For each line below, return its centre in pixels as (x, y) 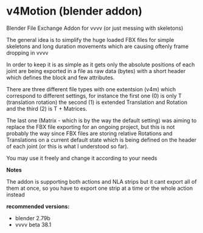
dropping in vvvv (27, 52)
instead (16, 194)
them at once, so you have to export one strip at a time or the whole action (100, 188)
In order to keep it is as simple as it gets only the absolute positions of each (101, 64)
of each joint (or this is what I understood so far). (67, 146)
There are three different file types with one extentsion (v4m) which (91, 89)
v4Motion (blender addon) (74, 11)
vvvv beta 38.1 (33, 224)
